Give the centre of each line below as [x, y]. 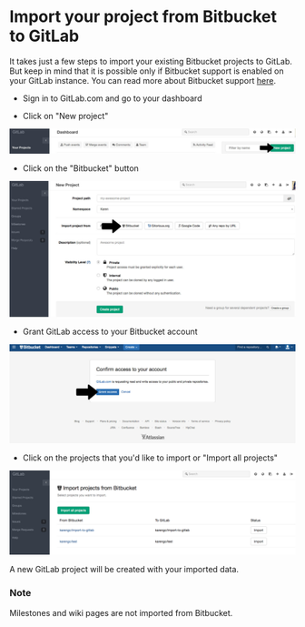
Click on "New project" [65, 116]
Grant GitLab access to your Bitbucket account [110, 331]
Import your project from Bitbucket [143, 17]
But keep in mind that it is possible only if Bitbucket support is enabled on [147, 71]
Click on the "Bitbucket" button [80, 168]
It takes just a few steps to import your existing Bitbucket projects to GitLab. [151, 61]
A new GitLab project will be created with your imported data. [124, 570]
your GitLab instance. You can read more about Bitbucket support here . [143, 80]
